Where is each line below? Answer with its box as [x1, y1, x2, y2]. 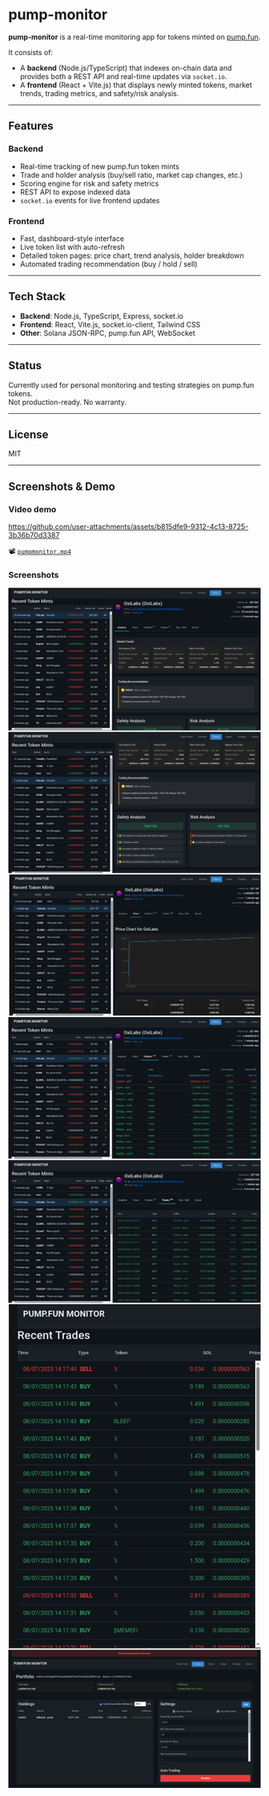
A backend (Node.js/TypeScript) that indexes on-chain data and [19, 62, 232, 73]
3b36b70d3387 [8, 531, 60, 540]
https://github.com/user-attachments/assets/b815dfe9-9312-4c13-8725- [8, 522, 249, 531]
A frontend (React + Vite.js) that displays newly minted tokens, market [19, 80, 252, 90]
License [8, 427, 49, 441]
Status [8, 359, 42, 373]
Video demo [8, 503, 57, 515]
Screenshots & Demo [8, 479, 116, 493]
